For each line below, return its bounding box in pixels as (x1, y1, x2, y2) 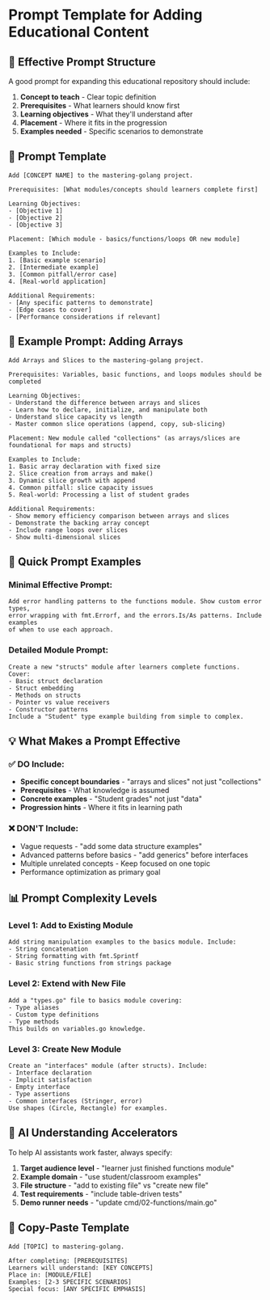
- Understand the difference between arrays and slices (8, 399, 200, 407)
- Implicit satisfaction (8, 1075, 92, 1084)
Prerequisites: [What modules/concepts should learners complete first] (8, 185, 259, 193)
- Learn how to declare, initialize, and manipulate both (8, 406, 208, 414)
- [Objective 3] (8, 221, 63, 229)
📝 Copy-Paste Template (8, 1221, 130, 1235)
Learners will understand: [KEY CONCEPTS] (8, 1264, 154, 1272)
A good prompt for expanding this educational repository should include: (8, 77, 251, 86)
